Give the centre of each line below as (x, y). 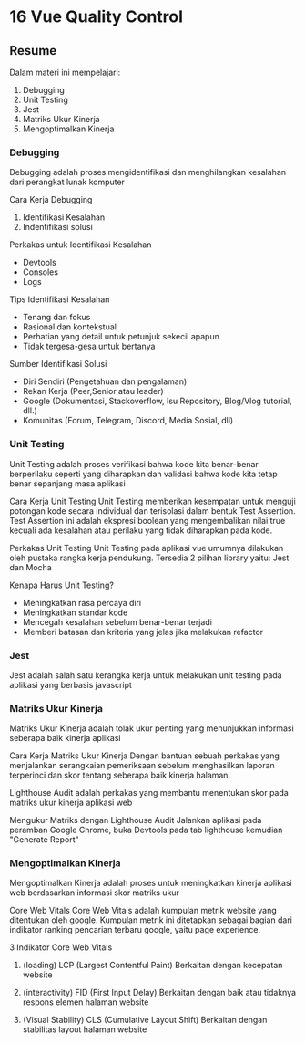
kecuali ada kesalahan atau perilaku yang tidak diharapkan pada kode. (141, 530)
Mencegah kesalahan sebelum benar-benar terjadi (117, 621)
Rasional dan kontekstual (69, 327)
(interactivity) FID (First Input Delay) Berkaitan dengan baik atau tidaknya (159, 993)
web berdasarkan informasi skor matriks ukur (95, 893)
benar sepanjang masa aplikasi (67, 483)
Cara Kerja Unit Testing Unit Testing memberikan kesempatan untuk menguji (152, 501)
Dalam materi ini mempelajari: (65, 72)
